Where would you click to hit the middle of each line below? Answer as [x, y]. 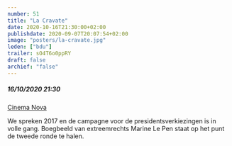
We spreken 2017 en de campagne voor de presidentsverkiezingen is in [112, 120]
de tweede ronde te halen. [46, 136]
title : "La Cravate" [38, 21]
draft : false [27, 60]
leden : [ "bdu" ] [30, 47]
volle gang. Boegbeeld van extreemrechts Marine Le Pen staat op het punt [116, 128]
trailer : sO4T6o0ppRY [39, 54]
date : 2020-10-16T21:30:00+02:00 [57, 27]
